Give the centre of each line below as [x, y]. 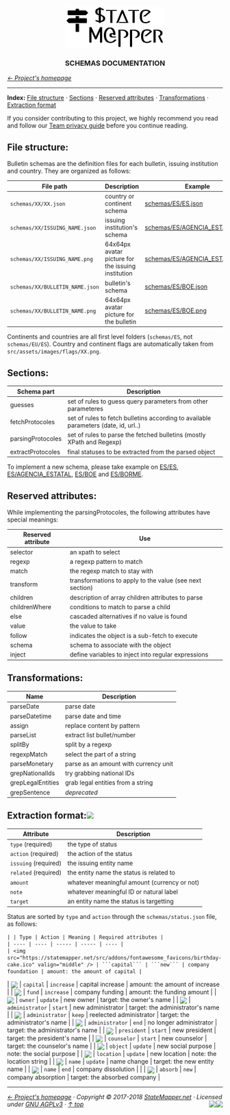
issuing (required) [36, 863]
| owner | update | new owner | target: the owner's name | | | [103, 999]
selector [22, 552]
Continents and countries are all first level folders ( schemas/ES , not [100, 337]
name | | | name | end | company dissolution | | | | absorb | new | [102, 1069]
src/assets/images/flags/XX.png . [54, 352]
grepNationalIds [33, 773]
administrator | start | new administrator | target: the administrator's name [113, 1007]
